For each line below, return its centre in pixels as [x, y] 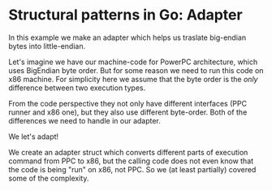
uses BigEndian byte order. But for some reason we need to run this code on [136, 70]
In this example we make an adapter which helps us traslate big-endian [127, 37]
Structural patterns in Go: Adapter [125, 15]
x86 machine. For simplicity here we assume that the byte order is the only [133, 79]
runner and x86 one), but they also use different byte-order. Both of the [128, 112]
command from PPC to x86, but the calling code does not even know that [131, 161]
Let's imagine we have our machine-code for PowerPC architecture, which [133, 62]
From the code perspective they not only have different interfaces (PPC [128, 103]
